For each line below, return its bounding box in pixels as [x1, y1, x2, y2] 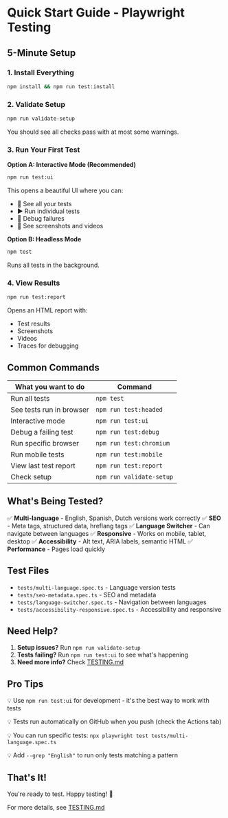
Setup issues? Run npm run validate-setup [16, 644, 141, 652]
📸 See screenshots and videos [16, 222, 104, 230]
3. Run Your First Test [7, 145, 80, 154]
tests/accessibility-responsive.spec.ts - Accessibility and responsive [16, 605, 222, 613]
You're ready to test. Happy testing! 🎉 [7, 790, 113, 798]
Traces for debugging [16, 341, 79, 350]
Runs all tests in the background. [7, 261, 100, 269]
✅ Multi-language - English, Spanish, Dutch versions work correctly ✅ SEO [7, 514, 222, 522]
